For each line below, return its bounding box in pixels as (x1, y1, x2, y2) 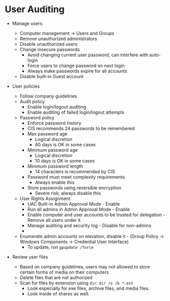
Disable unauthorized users (19, 41, 77, 47)
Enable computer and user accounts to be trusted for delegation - (27, 212, 165, 218)
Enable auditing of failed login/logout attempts (27, 109, 125, 115)
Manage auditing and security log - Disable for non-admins (27, 222, 152, 228)
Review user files (12, 254, 48, 260)
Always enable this (35, 179, 75, 185)
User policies (12, 83, 40, 89)
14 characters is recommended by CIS (35, 169, 115, 175)
